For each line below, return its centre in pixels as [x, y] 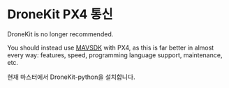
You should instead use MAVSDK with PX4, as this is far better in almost [111, 47]
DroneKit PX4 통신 [60, 14]
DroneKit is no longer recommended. [60, 34]
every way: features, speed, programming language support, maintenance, [115, 55]
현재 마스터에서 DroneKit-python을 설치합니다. [71, 77]
